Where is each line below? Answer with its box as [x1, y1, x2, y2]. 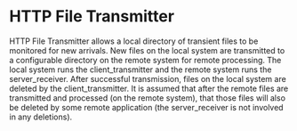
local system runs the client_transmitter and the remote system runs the [9, 64, 272, 75]
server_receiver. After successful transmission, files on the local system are [9, 73, 286, 84]
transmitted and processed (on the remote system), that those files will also [9, 92, 286, 103]
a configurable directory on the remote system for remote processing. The [9, 54, 282, 65]
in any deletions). [9, 111, 73, 122]
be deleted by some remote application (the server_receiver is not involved [9, 102, 284, 112]
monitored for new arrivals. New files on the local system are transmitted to [9, 45, 285, 55]
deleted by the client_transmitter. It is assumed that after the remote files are [9, 83, 289, 94]
